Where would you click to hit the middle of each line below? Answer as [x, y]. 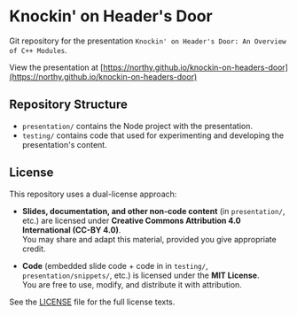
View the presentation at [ [56, 67]
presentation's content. [65, 144]
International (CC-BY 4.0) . [71, 230]
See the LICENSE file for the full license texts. [92, 302]
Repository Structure [69, 105]
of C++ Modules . [39, 50]
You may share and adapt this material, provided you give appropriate [149, 239]
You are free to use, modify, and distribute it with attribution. [132, 284]
